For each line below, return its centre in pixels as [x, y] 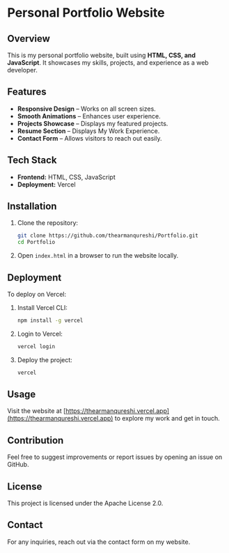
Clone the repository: [48, 223]
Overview [29, 39]
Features [27, 92]
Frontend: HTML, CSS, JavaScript [66, 177]
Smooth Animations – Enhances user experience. [89, 116]
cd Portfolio [36, 242]
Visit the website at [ [37, 411]
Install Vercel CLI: [42, 307]
